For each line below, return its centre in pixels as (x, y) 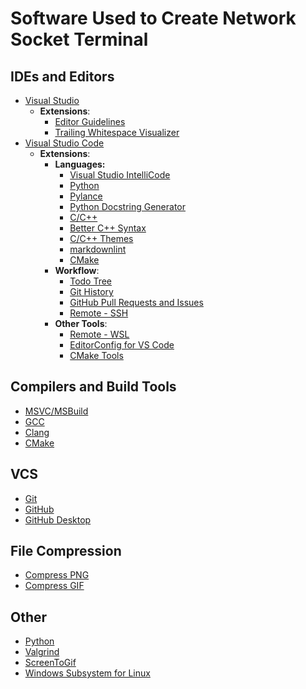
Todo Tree (91, 281)
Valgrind (42, 652)
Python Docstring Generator (128, 206)
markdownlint (98, 249)
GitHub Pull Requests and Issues (136, 302)
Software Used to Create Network (153, 18)
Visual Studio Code (64, 143)
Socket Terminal (79, 39)
